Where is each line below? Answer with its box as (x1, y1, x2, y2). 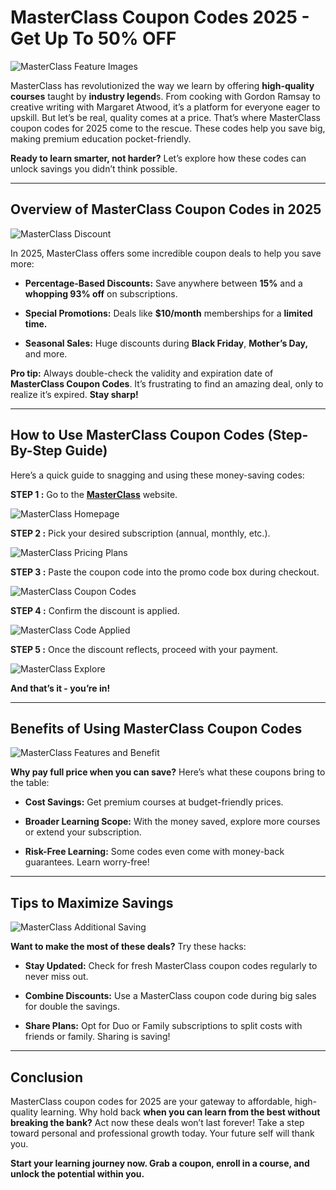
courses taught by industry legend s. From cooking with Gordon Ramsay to (10, 90, 321, 102)
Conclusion (10, 1069, 84, 1086)
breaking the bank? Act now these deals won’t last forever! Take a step (10, 1117, 305, 1128)
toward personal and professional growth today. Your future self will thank (10, 1127, 315, 1139)
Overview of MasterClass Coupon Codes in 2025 (10, 201, 322, 218)
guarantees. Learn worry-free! (24, 856, 150, 868)
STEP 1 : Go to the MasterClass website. (10, 488, 178, 500)
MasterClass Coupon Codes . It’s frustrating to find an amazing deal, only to (10, 377, 324, 390)
